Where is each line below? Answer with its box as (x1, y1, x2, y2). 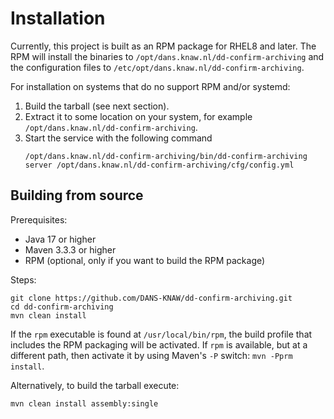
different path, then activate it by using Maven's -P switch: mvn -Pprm (10, 349, 293, 361)
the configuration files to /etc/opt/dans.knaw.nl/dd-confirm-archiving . (10, 61, 305, 73)
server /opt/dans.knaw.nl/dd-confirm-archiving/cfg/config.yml (24, 160, 295, 170)
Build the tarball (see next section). (24, 100, 170, 112)
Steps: (10, 273, 37, 286)
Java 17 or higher (24, 233, 97, 245)
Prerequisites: (10, 213, 68, 226)
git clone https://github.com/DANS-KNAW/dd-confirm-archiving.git (10, 293, 293, 303)
